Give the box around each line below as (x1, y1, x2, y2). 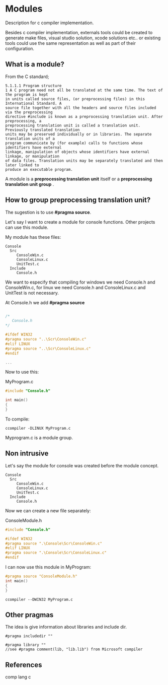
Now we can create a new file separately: (5, 507, 91, 514)
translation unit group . (5, 181, 54, 187)
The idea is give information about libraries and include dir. (5, 624, 127, 630)
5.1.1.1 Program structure (5, 83, 62, 88)
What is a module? (5, 60, 64, 68)
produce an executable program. (5, 167, 73, 172)
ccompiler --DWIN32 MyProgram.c (5, 597, 73, 602)
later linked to (5, 162, 39, 168)
